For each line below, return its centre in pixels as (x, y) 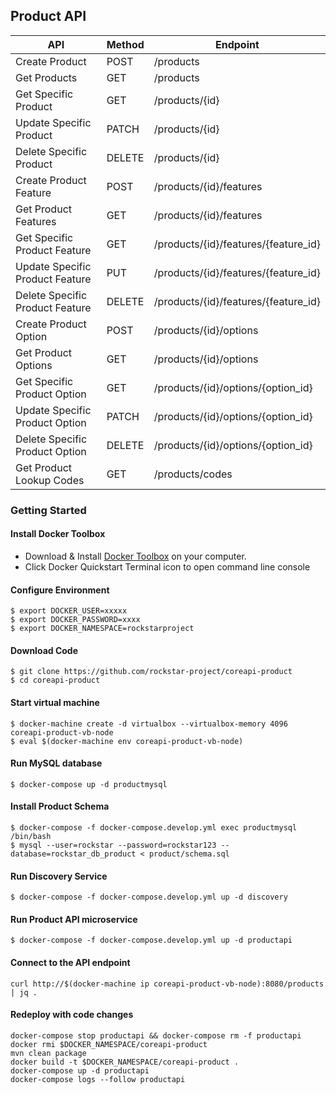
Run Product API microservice (74, 919)
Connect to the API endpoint (70, 962)
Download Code (44, 650)
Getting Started (48, 510)
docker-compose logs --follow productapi (98, 1079)
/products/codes (193, 474)
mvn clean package (48, 1053)
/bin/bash (31, 836)
